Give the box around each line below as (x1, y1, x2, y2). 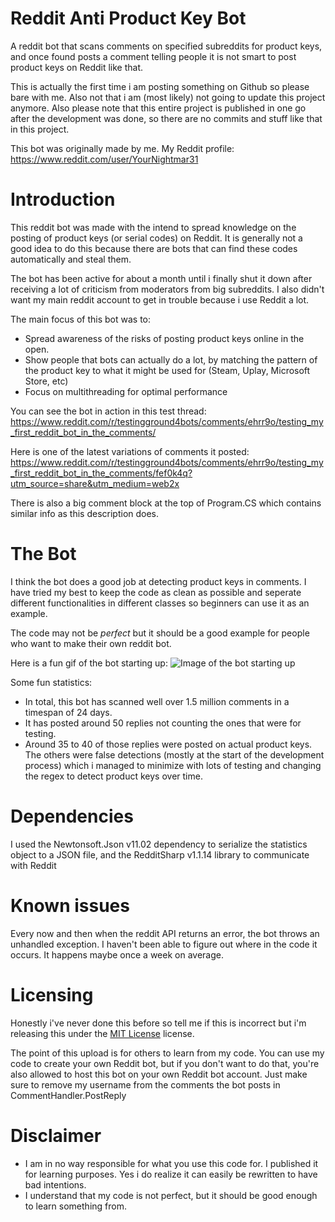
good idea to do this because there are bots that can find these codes (10, 242, 298, 254)
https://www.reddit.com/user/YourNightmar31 (10, 153, 199, 165)
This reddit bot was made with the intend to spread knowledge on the (10, 221, 297, 233)
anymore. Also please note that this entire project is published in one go (10, 102, 307, 114)
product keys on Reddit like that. (10, 61, 144, 73)
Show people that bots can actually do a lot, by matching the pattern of (24, 353, 318, 366)
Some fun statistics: (10, 676, 93, 688)
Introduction (10, 188, 116, 211)
